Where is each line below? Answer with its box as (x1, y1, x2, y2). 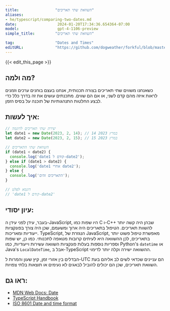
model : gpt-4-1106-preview (5, 26, 99, 32)
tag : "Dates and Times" (5, 40, 94, 46)
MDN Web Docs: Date (12, 290, 59, 296)
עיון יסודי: (5, 206, 34, 214)
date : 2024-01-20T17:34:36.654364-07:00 (5, 21, 130, 27)
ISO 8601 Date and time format (12, 300, 77, 306)
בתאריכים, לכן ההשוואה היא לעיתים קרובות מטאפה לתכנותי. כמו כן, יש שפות (5, 235, 150, 241)
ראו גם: (5, 276, 28, 285)
